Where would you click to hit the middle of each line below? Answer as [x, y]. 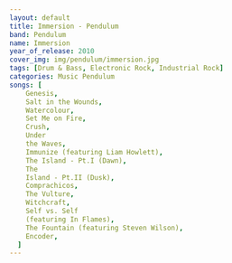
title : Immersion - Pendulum [64, 26]
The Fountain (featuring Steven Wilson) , [104, 228]
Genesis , [42, 93]
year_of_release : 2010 [52, 52]
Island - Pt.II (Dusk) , [70, 177]
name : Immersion [40, 43]
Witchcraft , [48, 203]
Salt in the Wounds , [64, 102]
